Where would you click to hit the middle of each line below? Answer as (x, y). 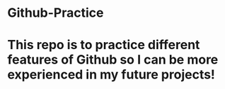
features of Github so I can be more (113, 60)
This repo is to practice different (104, 45)
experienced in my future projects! (111, 75)
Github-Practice (56, 13)
